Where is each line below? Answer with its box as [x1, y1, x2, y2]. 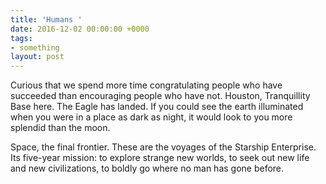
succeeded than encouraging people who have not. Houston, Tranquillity [10, 90, 311, 102]
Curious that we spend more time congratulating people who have [10, 79, 283, 91]
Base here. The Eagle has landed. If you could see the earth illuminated [10, 101, 304, 113]
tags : [10, 33, 33, 43]
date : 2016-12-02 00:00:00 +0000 [10, 24, 150, 34]
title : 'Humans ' [10, 14, 83, 25]
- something [10, 42, 60, 53]
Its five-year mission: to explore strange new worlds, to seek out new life [10, 152, 310, 164]
